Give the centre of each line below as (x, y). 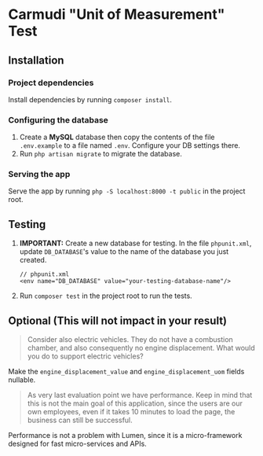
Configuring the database (58, 120)
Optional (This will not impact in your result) (118, 320)
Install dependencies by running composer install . (90, 99)
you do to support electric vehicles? (85, 356)
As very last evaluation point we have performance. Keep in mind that (140, 395)
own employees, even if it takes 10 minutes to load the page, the (131, 412)
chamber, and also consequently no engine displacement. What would (141, 348)
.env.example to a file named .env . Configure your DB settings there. (130, 145)
